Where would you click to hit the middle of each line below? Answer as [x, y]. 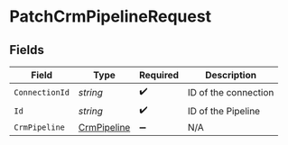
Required [158, 75]
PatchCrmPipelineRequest [111, 17]
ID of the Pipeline [223, 111]
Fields [27, 50]
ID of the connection [231, 92]
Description [231, 75]
